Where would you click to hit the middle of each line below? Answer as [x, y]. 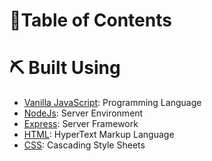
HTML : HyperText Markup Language [99, 135]
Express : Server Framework [81, 124]
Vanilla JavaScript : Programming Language [112, 103]
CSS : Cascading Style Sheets [84, 145]
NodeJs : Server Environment [83, 113]
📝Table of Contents [90, 20]
